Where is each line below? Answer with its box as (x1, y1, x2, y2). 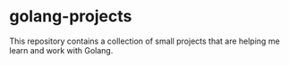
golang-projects (9, 6, 132, 27)
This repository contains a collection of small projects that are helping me (9, 36, 280, 46)
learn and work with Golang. (9, 45, 114, 55)
